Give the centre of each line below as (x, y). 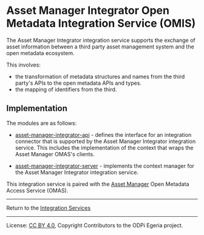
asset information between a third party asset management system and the (100, 47)
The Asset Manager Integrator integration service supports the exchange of (101, 40)
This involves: (24, 65)
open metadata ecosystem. (40, 53)
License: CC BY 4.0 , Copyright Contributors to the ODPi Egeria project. (95, 225)
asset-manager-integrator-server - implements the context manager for (105, 166)
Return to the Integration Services (49, 208)
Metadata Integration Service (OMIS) (101, 23)
